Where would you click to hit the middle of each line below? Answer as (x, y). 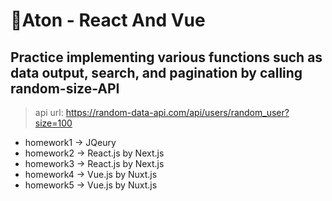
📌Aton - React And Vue (108, 20)
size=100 (53, 123)
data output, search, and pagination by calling (156, 72)
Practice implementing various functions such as (166, 57)
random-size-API (65, 88)
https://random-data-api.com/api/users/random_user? (177, 112)
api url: (49, 112)
